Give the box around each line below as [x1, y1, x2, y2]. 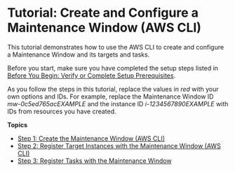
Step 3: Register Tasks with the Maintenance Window [17, 156, 172, 165]
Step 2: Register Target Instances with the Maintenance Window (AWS [17, 141, 221, 150]
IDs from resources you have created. [7, 107, 117, 115]
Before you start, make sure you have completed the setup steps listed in [7, 64, 219, 72]
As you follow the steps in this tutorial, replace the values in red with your [7, 85, 219, 93]
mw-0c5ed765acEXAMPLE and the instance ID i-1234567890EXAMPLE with [7, 99, 229, 108]
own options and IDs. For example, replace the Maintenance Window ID [7, 92, 214, 101]
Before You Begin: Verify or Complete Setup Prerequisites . [7, 71, 176, 80]
